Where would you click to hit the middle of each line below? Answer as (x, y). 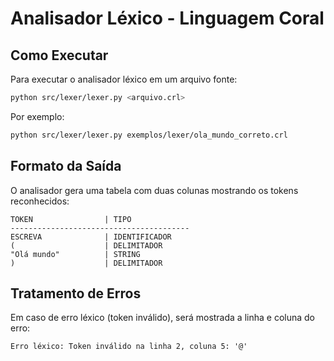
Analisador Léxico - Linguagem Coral (167, 18)
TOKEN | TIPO (71, 219)
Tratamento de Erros (76, 293)
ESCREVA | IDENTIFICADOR (91, 237)
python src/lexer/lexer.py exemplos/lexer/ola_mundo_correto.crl (149, 135)
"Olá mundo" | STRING (75, 254)
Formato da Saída (66, 166)
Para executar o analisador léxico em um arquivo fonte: (124, 79)
